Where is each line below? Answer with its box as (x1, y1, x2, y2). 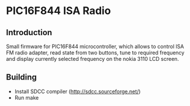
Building (6, 72, 37, 83)
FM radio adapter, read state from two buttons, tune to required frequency (6, 49, 185, 56)
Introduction (6, 28, 53, 37)
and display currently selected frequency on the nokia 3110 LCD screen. (6, 56, 179, 62)
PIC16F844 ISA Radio (6, 4, 111, 18)
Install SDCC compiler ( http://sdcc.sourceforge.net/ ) (14, 88, 141, 95)
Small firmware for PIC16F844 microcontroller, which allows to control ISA (6, 43, 184, 50)
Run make (14, 94, 39, 101)
